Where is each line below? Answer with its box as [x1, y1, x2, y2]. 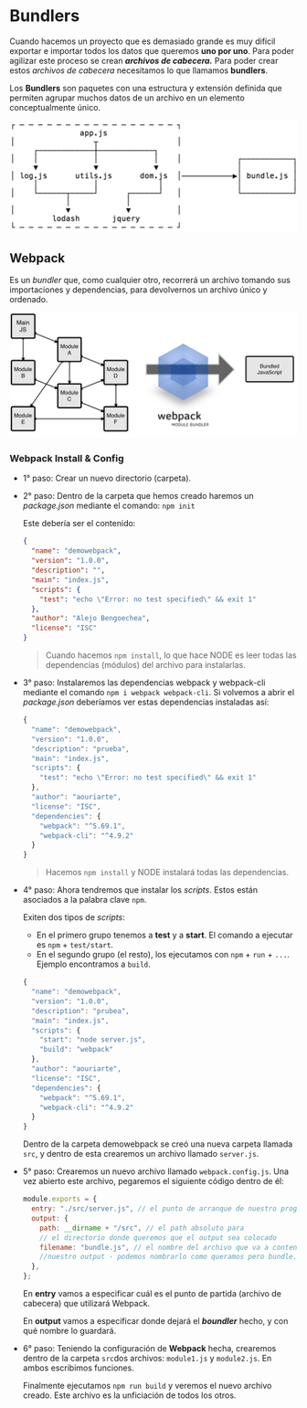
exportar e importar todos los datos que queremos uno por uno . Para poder [9, 45, 295, 56]
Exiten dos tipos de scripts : [22, 912, 125, 923]
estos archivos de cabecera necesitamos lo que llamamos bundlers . [9, 65, 268, 76]
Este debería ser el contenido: [22, 518, 136, 529]
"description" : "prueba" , [31, 744, 130, 754]
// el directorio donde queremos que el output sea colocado [39, 1233, 277, 1243]
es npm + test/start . [36, 939, 114, 950]
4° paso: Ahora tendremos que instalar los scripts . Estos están [22, 884, 259, 895]
